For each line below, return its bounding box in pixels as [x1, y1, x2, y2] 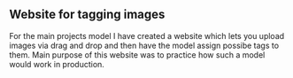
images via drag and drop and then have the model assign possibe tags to [9, 40, 280, 51]
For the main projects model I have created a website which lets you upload [9, 30, 285, 41]
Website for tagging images [9, 7, 166, 22]
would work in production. [9, 58, 104, 69]
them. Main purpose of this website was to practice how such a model [9, 49, 266, 60]
